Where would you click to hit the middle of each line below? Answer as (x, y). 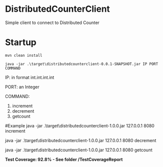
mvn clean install (24, 55)
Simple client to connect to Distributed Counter (52, 23)
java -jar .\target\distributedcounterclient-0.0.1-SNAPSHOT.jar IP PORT (82, 64)
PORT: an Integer (22, 87)
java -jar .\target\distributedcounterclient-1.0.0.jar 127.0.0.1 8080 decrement (81, 140)
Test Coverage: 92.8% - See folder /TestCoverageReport (64, 159)
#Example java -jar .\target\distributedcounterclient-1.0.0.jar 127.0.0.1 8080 (80, 125)
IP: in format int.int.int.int (30, 77)
